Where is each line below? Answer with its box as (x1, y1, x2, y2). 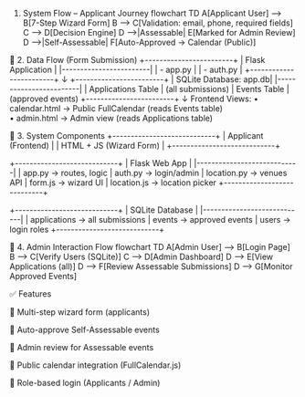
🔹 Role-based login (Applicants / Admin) (9, 378, 161, 388)
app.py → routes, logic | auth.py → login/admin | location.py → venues (22, 168, 288, 178)
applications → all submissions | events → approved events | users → (30, 214, 291, 225)
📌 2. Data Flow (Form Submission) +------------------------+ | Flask (9, 55, 266, 65)
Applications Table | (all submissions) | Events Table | (89, 84, 289, 94)
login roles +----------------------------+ (9, 224, 165, 235)
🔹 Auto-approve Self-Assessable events (9, 324, 160, 335)
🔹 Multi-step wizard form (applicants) (9, 307, 151, 318)
